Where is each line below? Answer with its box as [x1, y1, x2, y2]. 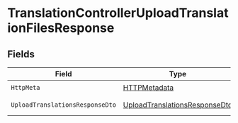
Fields [7, 48, 35, 60]
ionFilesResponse [7, 20, 115, 36]
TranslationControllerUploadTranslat [7, 5, 229, 21]
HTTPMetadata [123, 83, 174, 93]
